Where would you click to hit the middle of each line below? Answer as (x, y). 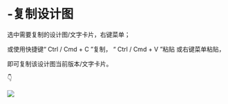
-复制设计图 (40, 14)
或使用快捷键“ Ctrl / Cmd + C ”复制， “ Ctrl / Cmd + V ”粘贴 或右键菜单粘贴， (116, 49)
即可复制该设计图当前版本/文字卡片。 (60, 63)
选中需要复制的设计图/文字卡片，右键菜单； (69, 34)
